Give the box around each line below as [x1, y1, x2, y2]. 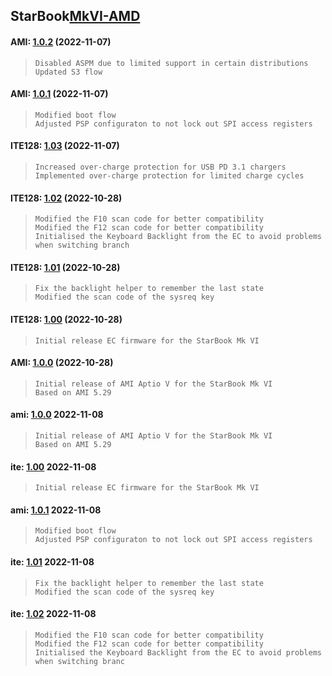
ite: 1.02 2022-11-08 [10, 608, 97, 620]
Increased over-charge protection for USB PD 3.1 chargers [34, 162, 287, 172]
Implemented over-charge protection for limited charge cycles [34, 171, 305, 181]
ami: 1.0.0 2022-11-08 [10, 409, 104, 421]
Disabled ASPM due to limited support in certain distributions [34, 58, 309, 68]
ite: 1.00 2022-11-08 [10, 460, 97, 473]
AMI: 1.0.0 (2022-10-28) [10, 357, 114, 369]
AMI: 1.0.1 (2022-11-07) [10, 88, 109, 100]
